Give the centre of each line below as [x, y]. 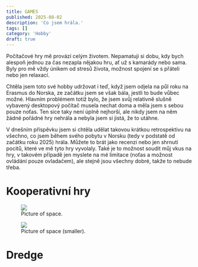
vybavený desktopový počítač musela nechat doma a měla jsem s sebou [95, 105]
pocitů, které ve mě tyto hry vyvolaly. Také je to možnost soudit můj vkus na [99, 148]
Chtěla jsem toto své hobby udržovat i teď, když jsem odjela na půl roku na [97, 86]
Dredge [25, 255]
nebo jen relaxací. [28, 75]
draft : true [21, 39]
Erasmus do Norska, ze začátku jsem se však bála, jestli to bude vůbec [93, 93]
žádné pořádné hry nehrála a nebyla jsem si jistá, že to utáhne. [83, 118]
